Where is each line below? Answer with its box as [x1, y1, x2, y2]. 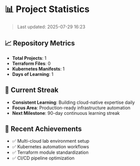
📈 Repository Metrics [5, 39, 75, 48]
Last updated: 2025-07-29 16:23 [17, 23, 86, 30]
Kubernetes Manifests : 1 [12, 66, 65, 72]
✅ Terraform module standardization [12, 149, 89, 155]
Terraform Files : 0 [12, 60, 51, 66]
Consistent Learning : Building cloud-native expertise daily [12, 99, 135, 105]
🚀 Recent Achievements [5, 124, 82, 133]
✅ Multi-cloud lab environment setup [12, 138, 90, 144]
